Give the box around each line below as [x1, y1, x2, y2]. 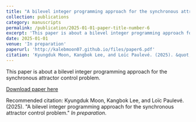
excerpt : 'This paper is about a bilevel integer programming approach [6, 30, 184, 36]
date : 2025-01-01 [6, 36, 48, 41]
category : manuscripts [6, 19, 61, 25]
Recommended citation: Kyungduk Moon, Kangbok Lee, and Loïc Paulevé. [6, 97, 184, 104]
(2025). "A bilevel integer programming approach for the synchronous [6, 103, 174, 110]
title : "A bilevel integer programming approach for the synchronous [6, 8, 179, 15]
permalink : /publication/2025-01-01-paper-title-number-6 [6, 25, 150, 31]
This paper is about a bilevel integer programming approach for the [6, 68, 167, 75]
